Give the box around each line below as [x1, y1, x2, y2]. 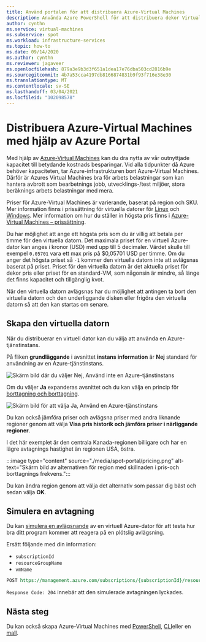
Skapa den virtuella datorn [6, 318, 110, 329]
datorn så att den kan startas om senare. [6, 300, 109, 308]
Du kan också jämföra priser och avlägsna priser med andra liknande [6, 413, 181, 421]
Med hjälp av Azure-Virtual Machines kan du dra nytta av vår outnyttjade [6, 154, 190, 161]
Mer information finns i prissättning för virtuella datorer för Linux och [6, 205, 180, 212]
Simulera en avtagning [6, 506, 95, 516]
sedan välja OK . [6, 488, 47, 495]
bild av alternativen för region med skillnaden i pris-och [39, 464, 180, 471]
